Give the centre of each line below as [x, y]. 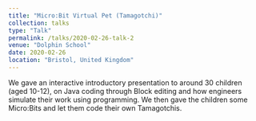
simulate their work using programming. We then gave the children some [128, 100]
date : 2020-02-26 [37, 53]
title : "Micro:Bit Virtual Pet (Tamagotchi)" [85, 16]
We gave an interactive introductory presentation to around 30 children [125, 82]
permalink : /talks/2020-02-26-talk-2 [71, 38]
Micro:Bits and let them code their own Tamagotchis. [95, 107]
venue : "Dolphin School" [50, 45]
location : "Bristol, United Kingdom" [71, 60]
